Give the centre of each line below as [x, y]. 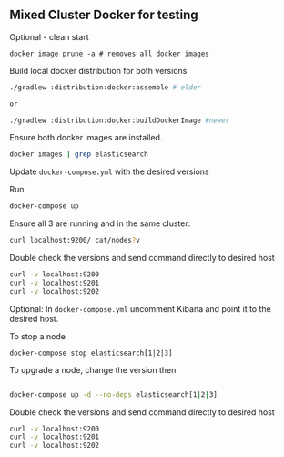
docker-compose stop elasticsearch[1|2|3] [91, 353]
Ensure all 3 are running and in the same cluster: [100, 223]
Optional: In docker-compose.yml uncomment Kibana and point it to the [140, 308]
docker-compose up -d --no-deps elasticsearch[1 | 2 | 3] [114, 395]
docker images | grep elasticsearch [79, 154]
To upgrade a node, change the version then [93, 369]
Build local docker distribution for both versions [98, 70]
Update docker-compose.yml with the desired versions [109, 171]
